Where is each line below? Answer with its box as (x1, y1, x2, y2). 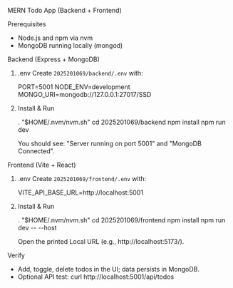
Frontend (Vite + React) (7, 160, 76, 169)
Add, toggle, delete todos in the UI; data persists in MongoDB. (17, 265, 200, 273)
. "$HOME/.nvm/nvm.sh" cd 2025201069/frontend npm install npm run (17, 216, 226, 224)
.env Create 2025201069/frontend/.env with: (17, 175, 147, 182)
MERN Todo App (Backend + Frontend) (7, 6, 123, 14)
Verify (7, 251, 25, 259)
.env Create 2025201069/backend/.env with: (17, 69, 144, 77)
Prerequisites (7, 20, 46, 28)
